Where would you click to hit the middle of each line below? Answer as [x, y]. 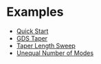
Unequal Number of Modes [55, 53]
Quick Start [32, 31]
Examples [35, 12]
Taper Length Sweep [46, 45]
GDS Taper [32, 38]
